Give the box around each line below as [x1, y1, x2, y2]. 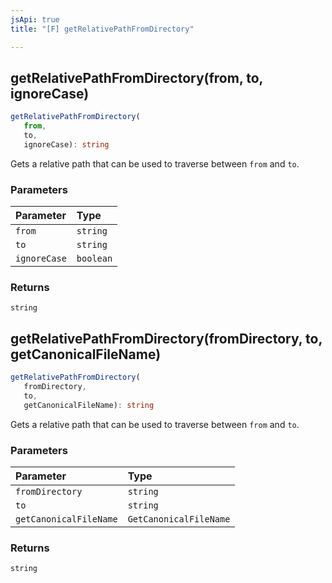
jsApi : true [10, 14, 60, 25]
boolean [76, 253, 113, 265]
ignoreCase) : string [23, 139, 110, 150]
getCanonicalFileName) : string [23, 400, 155, 410]
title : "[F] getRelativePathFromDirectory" [10, 24, 195, 34]
